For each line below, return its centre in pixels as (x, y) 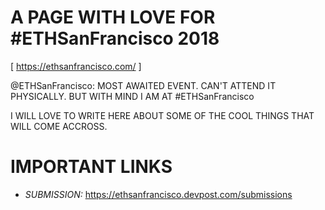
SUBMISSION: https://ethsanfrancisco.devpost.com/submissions (158, 194)
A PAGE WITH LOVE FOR (113, 17)
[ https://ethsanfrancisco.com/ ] (76, 66)
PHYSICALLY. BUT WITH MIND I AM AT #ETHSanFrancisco (132, 96)
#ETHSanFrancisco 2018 (115, 38)
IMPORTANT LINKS (91, 167)
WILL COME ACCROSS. (59, 126)
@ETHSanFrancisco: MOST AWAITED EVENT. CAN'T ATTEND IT (143, 85)
